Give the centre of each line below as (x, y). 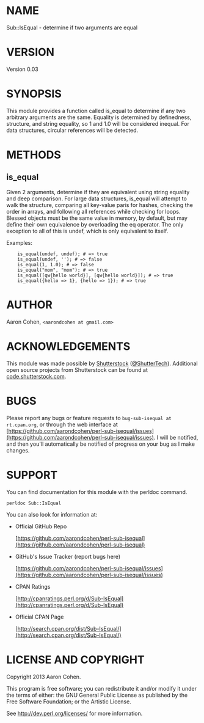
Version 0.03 (22, 69)
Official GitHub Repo (41, 526)
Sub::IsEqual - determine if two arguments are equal (72, 27)
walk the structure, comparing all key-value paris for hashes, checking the (100, 205)
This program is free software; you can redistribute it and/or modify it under (102, 688)
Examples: (19, 242)
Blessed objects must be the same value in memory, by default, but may (97, 218)
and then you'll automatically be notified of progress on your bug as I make (101, 444)
